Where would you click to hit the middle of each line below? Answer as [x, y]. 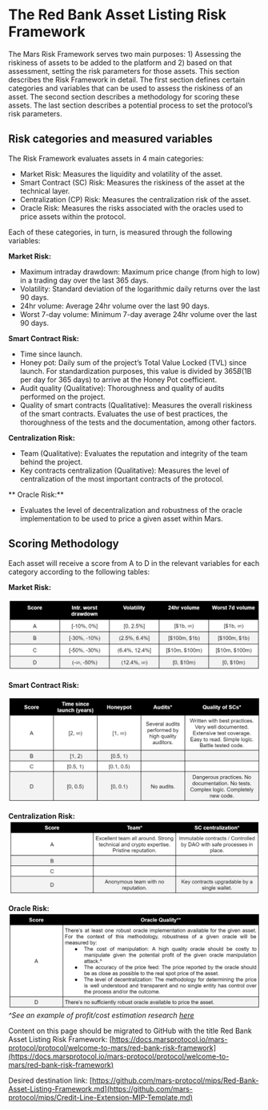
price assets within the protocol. [73, 216]
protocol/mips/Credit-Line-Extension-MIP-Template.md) [101, 1097]
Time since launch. [51, 354]
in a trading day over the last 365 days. [84, 280]
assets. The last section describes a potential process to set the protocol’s [131, 105]
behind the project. [51, 461]
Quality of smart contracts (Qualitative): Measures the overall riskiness [136, 405]
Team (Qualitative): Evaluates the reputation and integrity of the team [134, 453]
